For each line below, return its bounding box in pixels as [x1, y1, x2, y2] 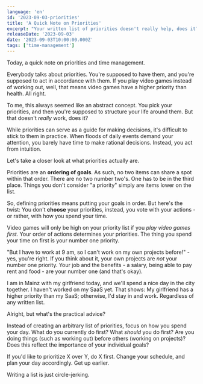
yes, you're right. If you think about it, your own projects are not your [7, 254, 178, 262]
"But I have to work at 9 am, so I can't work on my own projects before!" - [7, 248, 190, 256]
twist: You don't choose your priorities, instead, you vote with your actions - [7, 206, 196, 213]
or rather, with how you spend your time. [7, 212, 108, 219]
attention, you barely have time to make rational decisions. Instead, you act [7, 139, 193, 146]
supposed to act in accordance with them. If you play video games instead [7, 77, 192, 84]
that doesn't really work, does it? [7, 114, 89, 121]
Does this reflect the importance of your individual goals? [7, 341, 149, 348]
